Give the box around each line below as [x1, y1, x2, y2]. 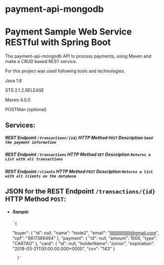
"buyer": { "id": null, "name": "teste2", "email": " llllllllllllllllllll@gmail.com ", [12, 230, 160, 236]
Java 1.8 [5, 78, 22, 84]
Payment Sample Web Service [5, 26, 132, 38]
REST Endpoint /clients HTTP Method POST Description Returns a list [5, 168, 153, 174]
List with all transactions [5, 157, 63, 162]
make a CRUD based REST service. [5, 59, 77, 65]
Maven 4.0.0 [5, 97, 31, 103]
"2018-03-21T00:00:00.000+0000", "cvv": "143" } [12, 246, 115, 252]
